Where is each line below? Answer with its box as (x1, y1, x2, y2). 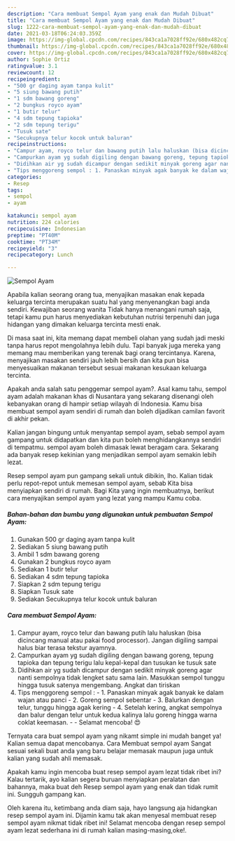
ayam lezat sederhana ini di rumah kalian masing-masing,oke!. (7, 826, 187, 835)
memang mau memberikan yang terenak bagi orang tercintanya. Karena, (7, 349, 216, 357)
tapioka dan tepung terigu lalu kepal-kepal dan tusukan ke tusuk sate (17, 658, 217, 667)
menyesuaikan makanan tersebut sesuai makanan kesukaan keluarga (7, 364, 207, 372)
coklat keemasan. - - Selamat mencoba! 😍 (17, 718, 141, 727)
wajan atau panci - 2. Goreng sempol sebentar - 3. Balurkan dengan (17, 696, 214, 704)
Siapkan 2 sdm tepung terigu (17, 580, 101, 588)
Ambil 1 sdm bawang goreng (17, 550, 100, 559)
